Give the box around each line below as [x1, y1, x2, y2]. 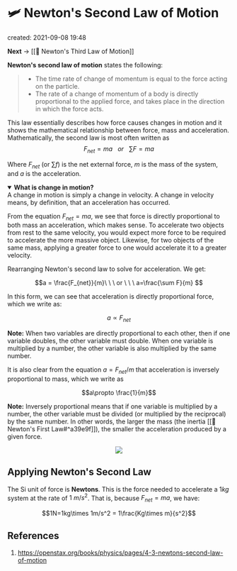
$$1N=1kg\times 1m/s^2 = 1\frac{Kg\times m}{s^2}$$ [42, 509, 196, 518]
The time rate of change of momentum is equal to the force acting [35, 74, 228, 83]
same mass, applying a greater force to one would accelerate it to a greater [7, 243, 227, 252]
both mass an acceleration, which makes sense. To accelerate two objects [7, 221, 224, 230]
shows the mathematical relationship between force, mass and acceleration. [7, 126, 230, 134]
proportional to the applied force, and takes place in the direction [35, 96, 225, 106]
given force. [7, 432, 42, 440]
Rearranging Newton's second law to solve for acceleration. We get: [7, 265, 207, 273]
